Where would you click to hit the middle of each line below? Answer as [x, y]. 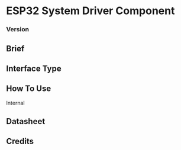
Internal [15, 103]
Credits [20, 141]
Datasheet [26, 121]
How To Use [29, 89]
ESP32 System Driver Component [90, 11]
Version [18, 30]
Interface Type [34, 68]
